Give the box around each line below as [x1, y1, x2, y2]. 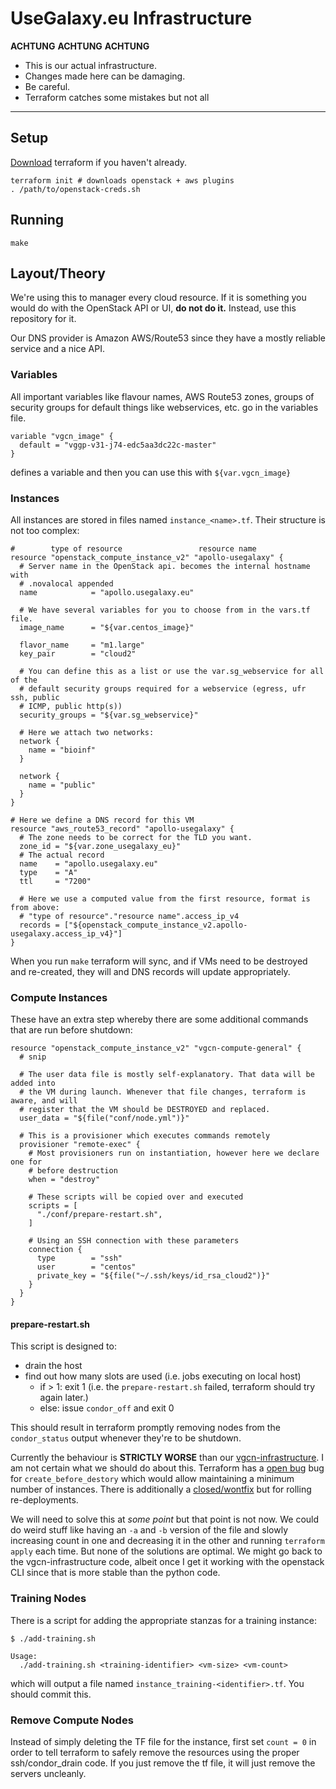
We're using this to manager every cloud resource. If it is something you [10, 292, 307, 304]
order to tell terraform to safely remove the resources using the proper [10, 1747, 300, 1759]
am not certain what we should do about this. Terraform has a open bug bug [10, 1462, 325, 1474]
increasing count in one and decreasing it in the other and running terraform [10, 1535, 325, 1547]
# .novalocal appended [19, 578, 114, 589]
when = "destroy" [28, 1175, 101, 1185]
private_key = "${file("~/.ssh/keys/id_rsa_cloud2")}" [36, 1271, 271, 1281]
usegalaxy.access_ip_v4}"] [10, 928, 123, 939]
